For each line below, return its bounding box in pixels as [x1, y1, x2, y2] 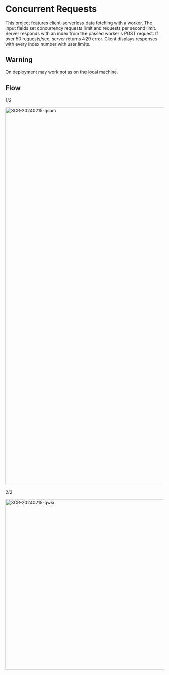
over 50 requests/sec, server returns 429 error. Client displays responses [5, 36, 157, 42]
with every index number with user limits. [5, 41, 91, 47]
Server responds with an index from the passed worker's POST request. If [5, 30, 158, 36]
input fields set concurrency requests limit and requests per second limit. [5, 25, 157, 31]
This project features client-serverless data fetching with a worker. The [5, 20, 152, 26]
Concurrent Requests [5, 3, 97, 15]
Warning [5, 56, 33, 64]
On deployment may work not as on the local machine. [5, 69, 118, 75]
